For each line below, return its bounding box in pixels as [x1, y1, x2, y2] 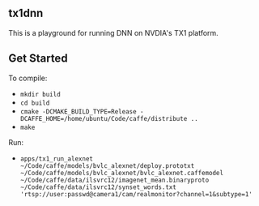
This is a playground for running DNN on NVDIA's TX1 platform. [8, 28, 219, 37]
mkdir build [19, 90, 61, 98]
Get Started [8, 52, 68, 66]
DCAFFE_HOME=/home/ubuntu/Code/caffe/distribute [19, 114, 188, 122]
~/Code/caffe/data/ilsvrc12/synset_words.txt [19, 182, 176, 191]
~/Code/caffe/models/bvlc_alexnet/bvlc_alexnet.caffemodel [19, 169, 224, 177]
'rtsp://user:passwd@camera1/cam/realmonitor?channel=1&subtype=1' [19, 190, 253, 198]
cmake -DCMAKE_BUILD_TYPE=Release [19, 107, 137, 116]
